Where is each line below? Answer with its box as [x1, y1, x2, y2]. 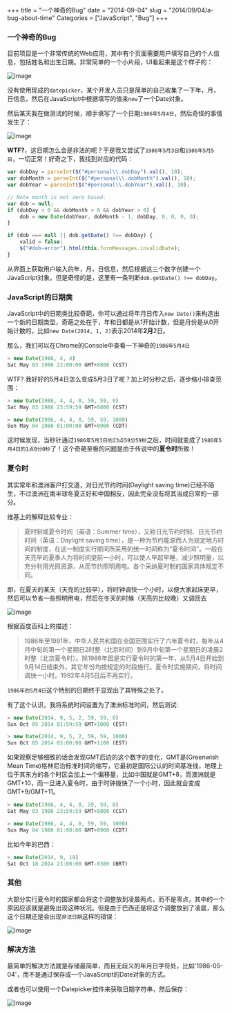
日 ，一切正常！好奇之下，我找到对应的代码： [7, 155, 133, 163]
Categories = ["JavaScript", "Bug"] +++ [56, 14, 168, 22]
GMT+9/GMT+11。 [7, 787, 59, 796]
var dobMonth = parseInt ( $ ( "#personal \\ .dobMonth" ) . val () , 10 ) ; [7, 175, 196, 182]
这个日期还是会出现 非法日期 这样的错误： [7, 912, 119, 921]
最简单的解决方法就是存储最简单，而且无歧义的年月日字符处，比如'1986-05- [7, 961, 223, 970]
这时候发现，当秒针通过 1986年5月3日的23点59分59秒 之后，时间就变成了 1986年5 [7, 436, 222, 444]
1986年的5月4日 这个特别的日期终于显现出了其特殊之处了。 [7, 686, 168, 694]
